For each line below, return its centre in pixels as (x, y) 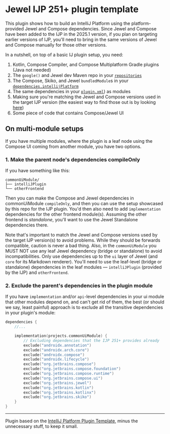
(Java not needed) (32, 70)
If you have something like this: (37, 171)
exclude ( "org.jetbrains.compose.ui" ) (63, 378)
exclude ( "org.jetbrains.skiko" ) (58, 397)
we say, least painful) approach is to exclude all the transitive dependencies (84, 307)
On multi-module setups (45, 129)
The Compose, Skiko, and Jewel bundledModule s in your (71, 81)
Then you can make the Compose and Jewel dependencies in (70, 198)
